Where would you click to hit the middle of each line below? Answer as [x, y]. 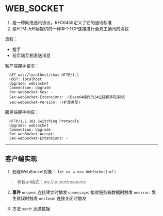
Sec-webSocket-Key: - [31, 92]
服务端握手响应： [22, 112]
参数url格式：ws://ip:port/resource [51, 182]
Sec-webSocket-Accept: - [34, 134]
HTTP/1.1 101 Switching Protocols [44, 121]
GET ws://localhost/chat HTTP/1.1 [44, 75]
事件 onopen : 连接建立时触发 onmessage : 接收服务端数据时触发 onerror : [81, 192]
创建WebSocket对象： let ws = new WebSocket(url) [64, 171]
